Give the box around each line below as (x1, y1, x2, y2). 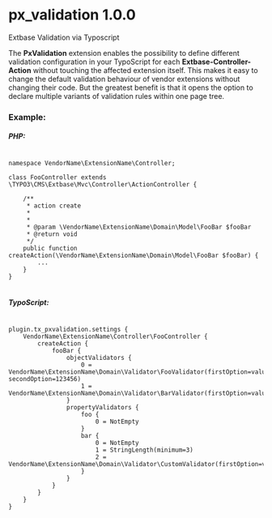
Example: (8, 111, 46, 122)
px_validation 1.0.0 (8, 6, 136, 24)
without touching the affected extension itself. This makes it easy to (32, 65, 258, 75)
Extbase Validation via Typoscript (8, 32, 120, 42)
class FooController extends (8, 173, 107, 182)
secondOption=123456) (8, 375, 82, 383)
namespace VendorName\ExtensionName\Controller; (8, 159, 176, 167)
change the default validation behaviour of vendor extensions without (8, 74, 240, 83)
